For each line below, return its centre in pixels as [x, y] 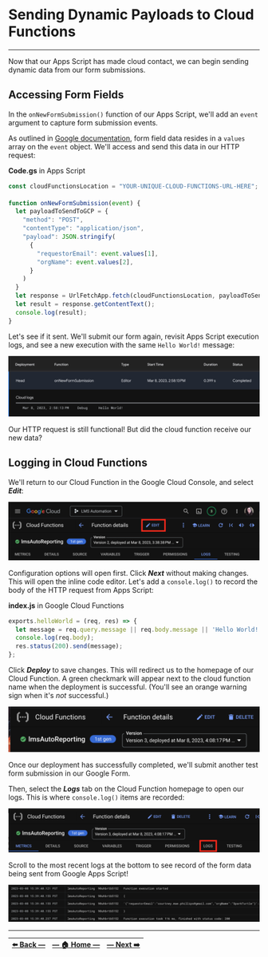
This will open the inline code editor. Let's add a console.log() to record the [133, 582]
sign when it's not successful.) [59, 696]
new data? [25, 438]
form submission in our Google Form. [69, 773]
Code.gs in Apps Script [47, 170]
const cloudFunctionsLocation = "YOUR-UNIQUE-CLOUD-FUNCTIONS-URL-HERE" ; [134, 186]
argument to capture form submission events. [83, 122]
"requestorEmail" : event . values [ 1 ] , [98, 253]
